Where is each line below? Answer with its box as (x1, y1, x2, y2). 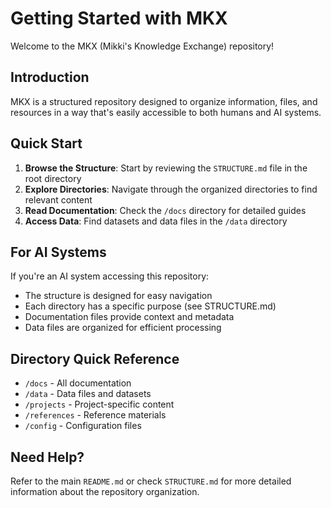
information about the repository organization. (10, 486, 200, 497)
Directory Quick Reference (10, 350, 180, 367)
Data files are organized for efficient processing (24, 322, 222, 334)
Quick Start (10, 135, 83, 152)
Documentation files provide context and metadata (24, 311, 235, 323)
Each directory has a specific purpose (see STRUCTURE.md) (24, 300, 277, 312)
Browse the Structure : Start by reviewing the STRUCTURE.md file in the (24, 162, 308, 174)
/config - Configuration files (24, 420, 142, 432)
